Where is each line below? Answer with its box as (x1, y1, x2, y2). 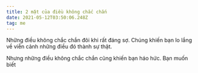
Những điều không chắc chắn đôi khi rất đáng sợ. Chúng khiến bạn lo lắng (6, 37, 193, 44)
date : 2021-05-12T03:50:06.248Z (6, 14, 88, 21)
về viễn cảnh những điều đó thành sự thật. (6, 43, 112, 50)
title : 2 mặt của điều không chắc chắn (6, 8, 108, 15)
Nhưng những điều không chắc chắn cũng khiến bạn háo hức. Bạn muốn (6, 55, 188, 62)
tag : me (6, 20, 26, 26)
